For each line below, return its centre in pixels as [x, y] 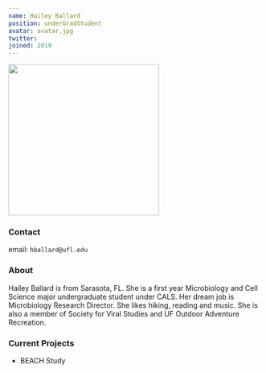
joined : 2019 [30, 46]
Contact [25, 232]
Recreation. [27, 322]
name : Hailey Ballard [45, 16]
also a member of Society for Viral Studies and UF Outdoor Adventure [124, 313]
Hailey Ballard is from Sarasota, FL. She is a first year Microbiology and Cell [133, 288]
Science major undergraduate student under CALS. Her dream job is [121, 296]
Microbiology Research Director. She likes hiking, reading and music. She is [133, 305]
